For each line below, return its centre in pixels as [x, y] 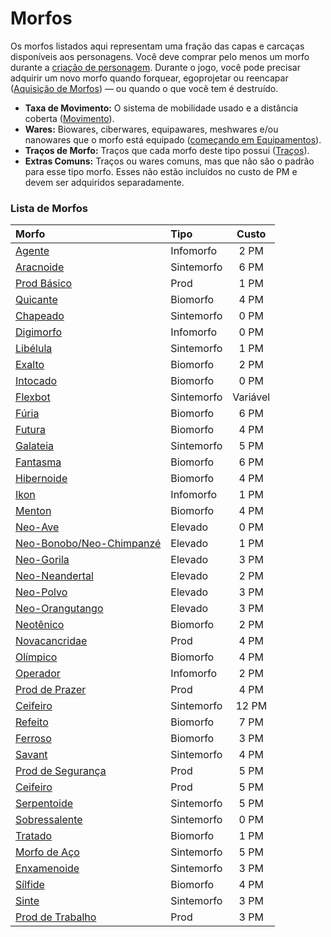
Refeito [32, 722]
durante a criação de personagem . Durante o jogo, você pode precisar [155, 67]
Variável [251, 397]
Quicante [36, 300]
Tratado [34, 836]
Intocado [36, 381]
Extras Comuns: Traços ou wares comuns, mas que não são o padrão [169, 161]
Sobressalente [49, 820]
